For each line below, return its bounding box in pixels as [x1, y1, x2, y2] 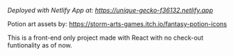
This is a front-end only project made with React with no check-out [7, 33, 204, 42]
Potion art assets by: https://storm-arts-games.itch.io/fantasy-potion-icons [7, 20, 228, 28]
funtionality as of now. [7, 41, 73, 49]
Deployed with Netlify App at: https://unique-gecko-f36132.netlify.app [7, 6, 213, 14]
